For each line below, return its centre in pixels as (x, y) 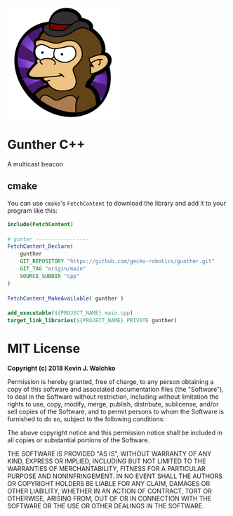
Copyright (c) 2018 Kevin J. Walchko (61, 368)
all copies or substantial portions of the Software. (78, 440)
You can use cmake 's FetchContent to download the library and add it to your (117, 203)
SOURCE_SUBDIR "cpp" (50, 276)
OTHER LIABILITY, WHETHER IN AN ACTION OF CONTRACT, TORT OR (109, 491)
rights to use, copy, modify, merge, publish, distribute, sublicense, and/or (113, 404)
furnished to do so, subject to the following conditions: (86, 419)
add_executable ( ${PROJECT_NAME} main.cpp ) (70, 313)
